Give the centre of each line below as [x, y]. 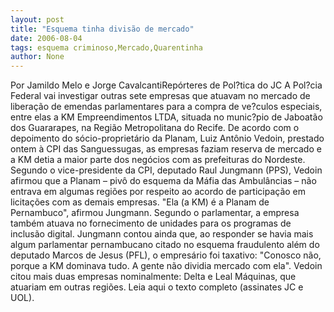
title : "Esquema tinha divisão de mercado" [102, 29]
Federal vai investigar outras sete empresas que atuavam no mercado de [160, 96]
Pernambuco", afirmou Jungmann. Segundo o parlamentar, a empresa [155, 213]
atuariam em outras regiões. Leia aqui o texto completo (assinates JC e [157, 287]
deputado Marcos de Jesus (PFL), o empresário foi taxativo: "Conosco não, [166, 255]
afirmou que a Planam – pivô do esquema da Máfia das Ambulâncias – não [163, 181]
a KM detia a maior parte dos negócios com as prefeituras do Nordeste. [158, 160]
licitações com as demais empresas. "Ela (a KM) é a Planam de [140, 202]
